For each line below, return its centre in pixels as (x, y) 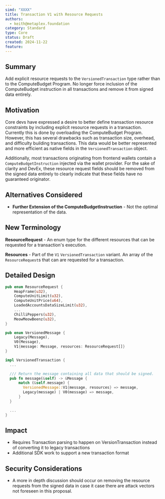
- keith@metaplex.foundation (40, 24)
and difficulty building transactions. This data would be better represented (81, 143)
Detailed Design (30, 275)
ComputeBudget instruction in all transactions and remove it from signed (79, 89)
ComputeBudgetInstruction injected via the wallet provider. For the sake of (80, 163)
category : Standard (25, 28)
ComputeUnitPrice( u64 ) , (39, 301)
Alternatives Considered (44, 195)
